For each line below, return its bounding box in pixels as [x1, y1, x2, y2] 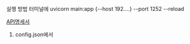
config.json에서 [15, 31, 54, 38]
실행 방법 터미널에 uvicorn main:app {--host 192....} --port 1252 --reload [6, 5, 185, 12]
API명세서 [6, 18, 30, 25]
